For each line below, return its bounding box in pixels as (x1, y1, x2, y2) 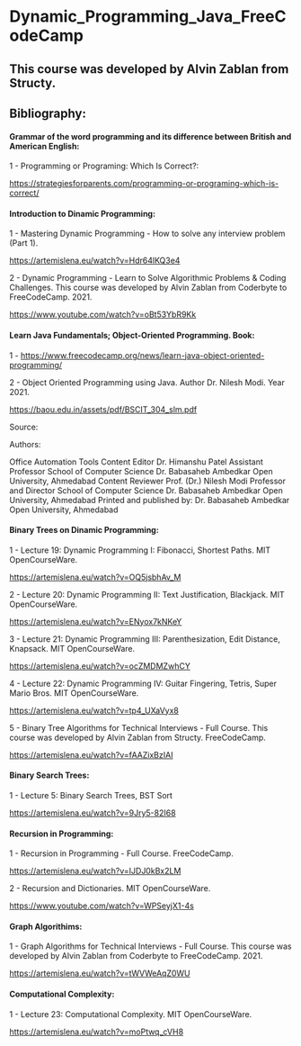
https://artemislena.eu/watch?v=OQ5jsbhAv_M (9, 572, 181, 582)
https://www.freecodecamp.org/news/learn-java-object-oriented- (21, 349, 265, 361)
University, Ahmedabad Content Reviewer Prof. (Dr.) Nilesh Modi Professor (9, 475, 286, 486)
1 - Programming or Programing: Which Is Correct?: (9, 160, 199, 172)
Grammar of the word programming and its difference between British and (9, 131, 292, 141)
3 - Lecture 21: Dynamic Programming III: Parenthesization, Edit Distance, (9, 633, 281, 645)
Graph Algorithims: (9, 921, 83, 932)
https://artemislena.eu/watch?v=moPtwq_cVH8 (9, 1026, 184, 1037)
